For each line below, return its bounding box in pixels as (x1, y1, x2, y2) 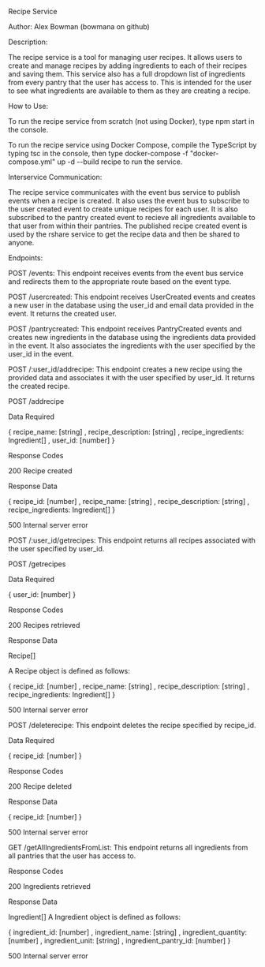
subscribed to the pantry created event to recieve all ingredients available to (8, 213, 256, 222)
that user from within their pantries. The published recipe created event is (8, 221, 248, 230)
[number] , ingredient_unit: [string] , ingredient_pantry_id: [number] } (8, 936, 231, 945)
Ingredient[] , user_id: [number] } (8, 435, 115, 445)
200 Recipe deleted (8, 782, 73, 791)
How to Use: (8, 102, 49, 110)
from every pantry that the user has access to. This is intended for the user (8, 78, 252, 87)
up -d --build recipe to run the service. (57, 157, 183, 166)
